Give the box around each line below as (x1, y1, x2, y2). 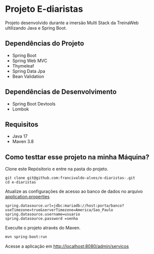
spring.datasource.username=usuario (5, 212, 80, 217)
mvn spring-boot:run (5, 234, 48, 240)
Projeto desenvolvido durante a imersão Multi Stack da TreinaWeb (5, 20, 139, 26)
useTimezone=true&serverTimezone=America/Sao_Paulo (5, 208, 113, 213)
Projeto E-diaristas (5, 3, 83, 15)
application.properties (5, 194, 50, 200)
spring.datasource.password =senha (5, 216, 78, 221)
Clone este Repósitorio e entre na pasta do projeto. (5, 166, 109, 172)
